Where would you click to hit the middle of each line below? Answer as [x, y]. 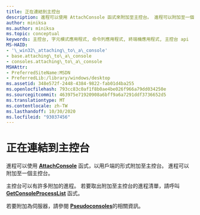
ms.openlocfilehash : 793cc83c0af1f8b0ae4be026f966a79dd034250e [86, 89]
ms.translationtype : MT [36, 100]
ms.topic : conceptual [33, 34]
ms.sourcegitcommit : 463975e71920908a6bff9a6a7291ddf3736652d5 [86, 95]
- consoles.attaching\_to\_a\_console [54, 61]
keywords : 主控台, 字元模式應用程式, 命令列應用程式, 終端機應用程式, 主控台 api [98, 39]
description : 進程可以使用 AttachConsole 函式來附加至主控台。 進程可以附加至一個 [100, 17]
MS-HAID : [17, 45]
